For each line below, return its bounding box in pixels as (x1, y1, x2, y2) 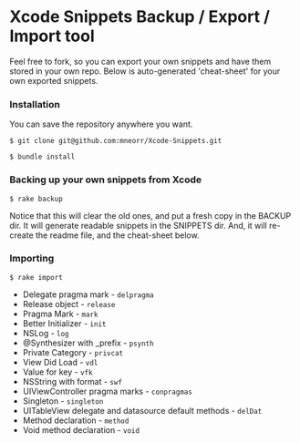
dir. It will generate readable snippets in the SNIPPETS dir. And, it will (9, 220, 267, 231)
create (9, 230, 34, 241)
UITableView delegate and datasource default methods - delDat (22, 405, 263, 416)
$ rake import (9, 273, 64, 282)
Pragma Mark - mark (22, 308, 98, 319)
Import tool (9, 26, 95, 46)
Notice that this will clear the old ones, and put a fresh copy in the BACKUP (9, 210, 292, 221)
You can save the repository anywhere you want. (9, 118, 193, 129)
